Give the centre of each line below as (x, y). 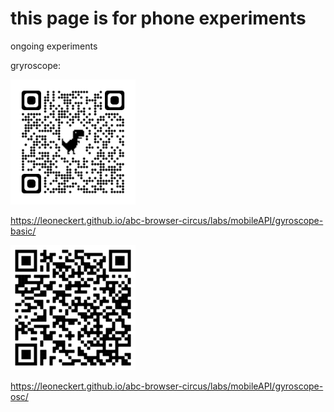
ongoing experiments (54, 46)
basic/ (23, 231)
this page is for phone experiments (158, 18)
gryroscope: (35, 65)
